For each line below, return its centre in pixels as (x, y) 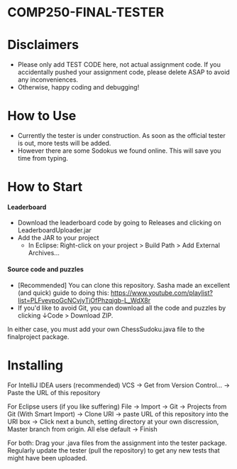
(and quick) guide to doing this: (64, 293)
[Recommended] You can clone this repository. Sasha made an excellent (124, 285)
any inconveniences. (48, 80)
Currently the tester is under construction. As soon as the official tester (121, 136)
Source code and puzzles (45, 269)
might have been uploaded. (47, 458)
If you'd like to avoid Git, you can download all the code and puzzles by (122, 308)
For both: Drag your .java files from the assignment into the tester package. (117, 443)
